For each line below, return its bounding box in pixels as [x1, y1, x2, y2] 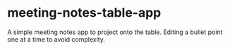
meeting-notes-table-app [7, 5, 162, 21]
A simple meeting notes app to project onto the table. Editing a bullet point [7, 28, 223, 36]
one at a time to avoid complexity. [7, 35, 106, 43]
